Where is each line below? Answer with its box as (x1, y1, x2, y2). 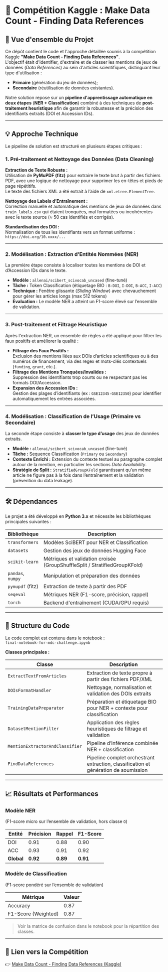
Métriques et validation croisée (43, 555, 116, 562)
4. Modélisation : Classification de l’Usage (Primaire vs (5, 412, 141, 420)
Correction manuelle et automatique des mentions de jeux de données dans (5, 203, 161, 210)
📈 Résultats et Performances (5, 790, 98, 798)
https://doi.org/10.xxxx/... (5, 234, 66, 240)
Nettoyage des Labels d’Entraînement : (5, 198, 88, 204)
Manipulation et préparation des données (43, 572, 140, 579)
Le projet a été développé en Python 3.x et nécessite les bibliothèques (5, 513, 151, 519)
